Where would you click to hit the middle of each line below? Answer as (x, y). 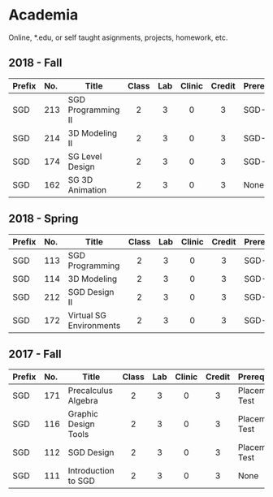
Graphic (83, 414)
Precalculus (91, 391)
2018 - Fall (35, 63)
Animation (87, 190)
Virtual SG (87, 315)
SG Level (85, 156)
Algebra (83, 401)
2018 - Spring (43, 219)
